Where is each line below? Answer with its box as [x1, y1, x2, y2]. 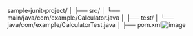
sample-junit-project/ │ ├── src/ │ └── [7, 7, 121, 14]
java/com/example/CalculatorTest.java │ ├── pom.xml [7, 21, 162, 29]
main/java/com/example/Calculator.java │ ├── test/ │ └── [7, 14, 174, 22]
